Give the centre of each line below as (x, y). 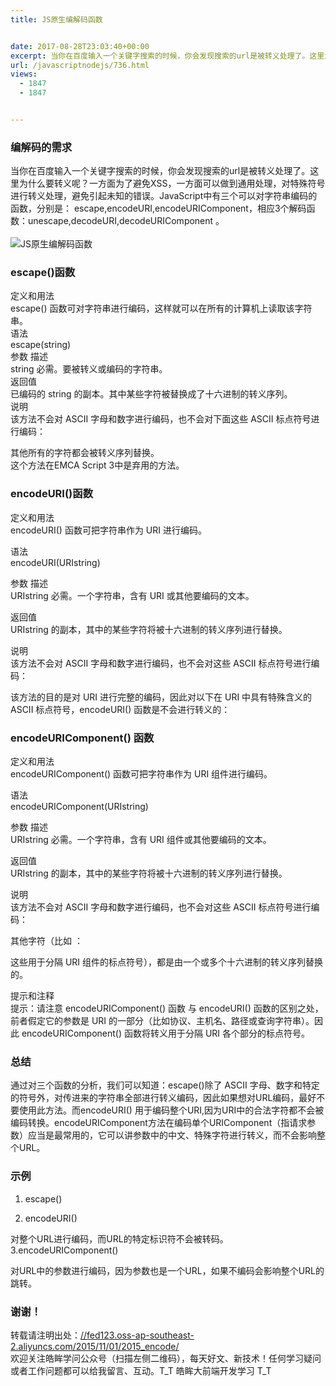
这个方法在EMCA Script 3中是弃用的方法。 (97, 465)
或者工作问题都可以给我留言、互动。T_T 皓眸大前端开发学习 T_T (141, 1370)
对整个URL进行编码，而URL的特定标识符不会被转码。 (119, 1238)
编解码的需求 (41, 147)
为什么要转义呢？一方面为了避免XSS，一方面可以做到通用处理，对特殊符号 (172, 183)
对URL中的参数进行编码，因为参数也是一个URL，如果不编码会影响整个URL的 (167, 1270)
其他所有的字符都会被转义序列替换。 (85, 453)
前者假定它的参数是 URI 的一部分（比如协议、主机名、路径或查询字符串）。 (162, 1021)
